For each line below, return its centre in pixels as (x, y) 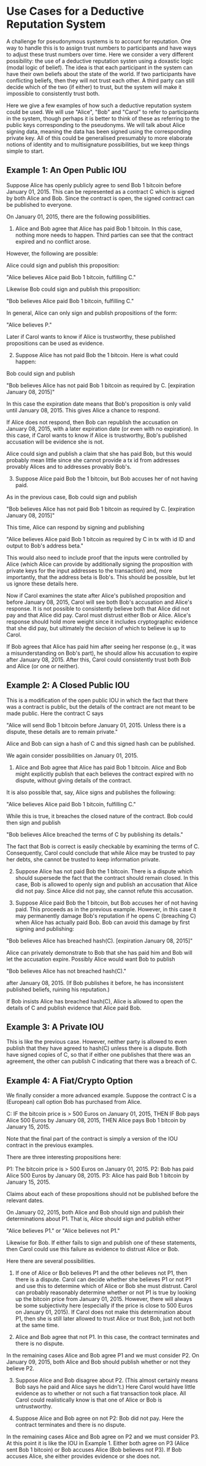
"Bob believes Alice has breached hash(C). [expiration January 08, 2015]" (100, 941)
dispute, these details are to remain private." (62, 731)
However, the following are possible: (52, 253)
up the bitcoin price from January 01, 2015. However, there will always (104, 1299)
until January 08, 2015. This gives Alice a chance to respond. (83, 410)
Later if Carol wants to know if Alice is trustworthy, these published (91, 336)
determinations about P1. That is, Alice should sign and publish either (93, 1219)
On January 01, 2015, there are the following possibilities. (78, 217)
